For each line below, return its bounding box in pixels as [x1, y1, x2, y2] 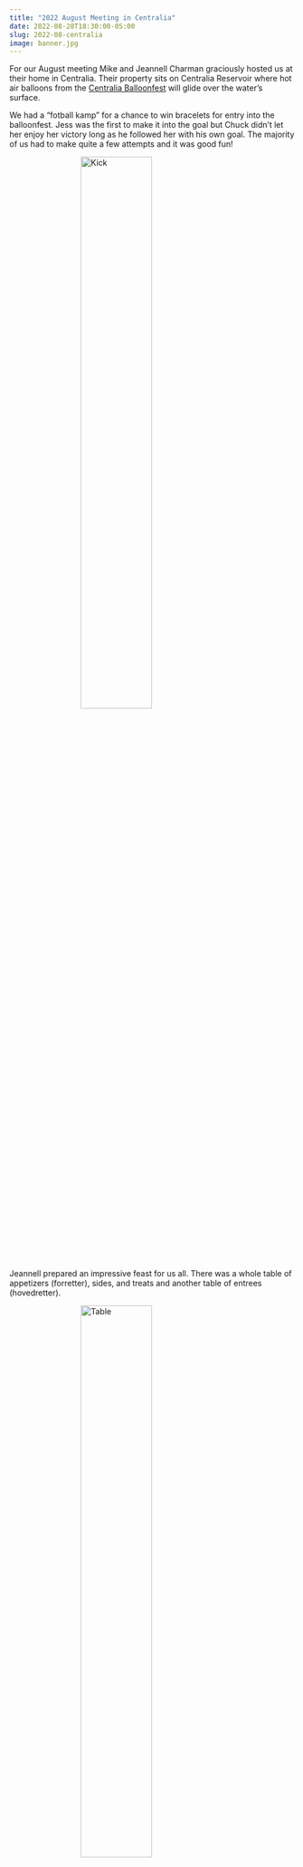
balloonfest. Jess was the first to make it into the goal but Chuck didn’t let [9, 120, 284, 130]
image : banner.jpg [9, 38, 79, 48]
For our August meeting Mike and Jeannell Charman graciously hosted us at [9, 63, 293, 74]
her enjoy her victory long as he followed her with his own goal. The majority [9, 129, 295, 140]
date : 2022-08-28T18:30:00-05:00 [9, 22, 136, 31]
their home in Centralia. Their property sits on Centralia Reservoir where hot [9, 73, 292, 84]
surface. [9, 92, 41, 103]
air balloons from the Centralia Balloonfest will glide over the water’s [9, 82, 263, 93]
